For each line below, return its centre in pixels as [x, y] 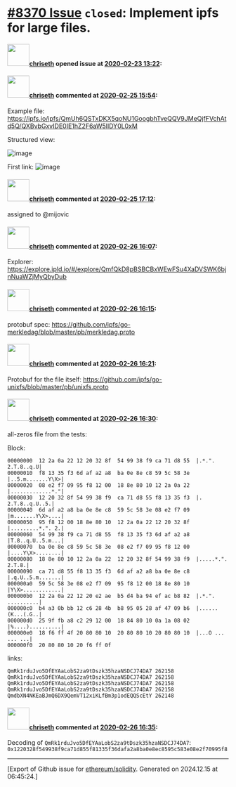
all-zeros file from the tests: [47, 434]
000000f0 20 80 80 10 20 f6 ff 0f [59, 645]
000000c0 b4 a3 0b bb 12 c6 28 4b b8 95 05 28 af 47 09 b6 [99, 609]
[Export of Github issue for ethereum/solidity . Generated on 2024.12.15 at [113, 769]
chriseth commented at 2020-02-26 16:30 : [94, 419]
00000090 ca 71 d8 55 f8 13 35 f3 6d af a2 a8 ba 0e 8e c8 [99, 571]
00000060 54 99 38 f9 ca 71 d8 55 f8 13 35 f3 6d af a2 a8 [99, 535]
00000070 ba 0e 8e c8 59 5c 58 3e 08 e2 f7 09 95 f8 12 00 [99, 547]
